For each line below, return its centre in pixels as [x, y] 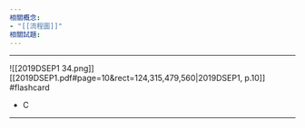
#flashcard [30, 87]
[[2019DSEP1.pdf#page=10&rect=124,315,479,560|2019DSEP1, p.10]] [138, 78]
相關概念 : [25, 18]
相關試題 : [25, 34]
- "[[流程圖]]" [36, 26]
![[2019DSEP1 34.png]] [52, 69]
